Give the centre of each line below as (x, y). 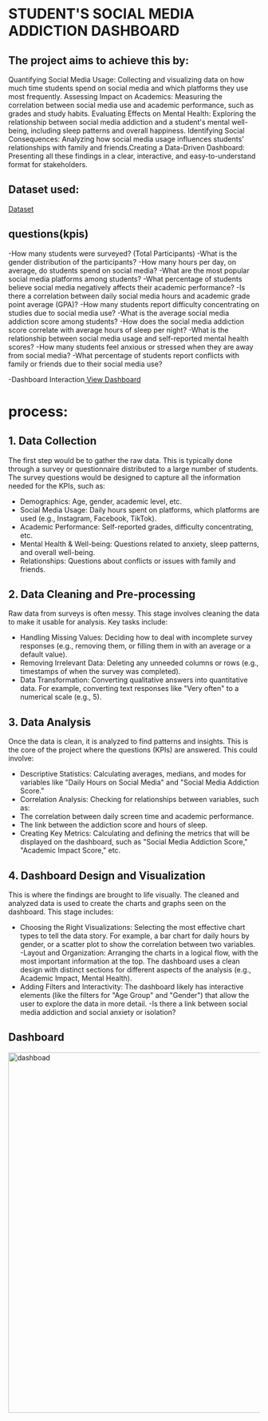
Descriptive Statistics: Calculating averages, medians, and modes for (133, 774)
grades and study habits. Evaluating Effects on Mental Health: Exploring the (132, 114)
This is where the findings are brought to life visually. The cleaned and (124, 895)
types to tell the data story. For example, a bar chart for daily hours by (134, 936)
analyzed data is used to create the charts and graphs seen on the (117, 904)
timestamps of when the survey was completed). (100, 672)
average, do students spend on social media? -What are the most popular (129, 270)
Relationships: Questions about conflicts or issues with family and (128, 561)
